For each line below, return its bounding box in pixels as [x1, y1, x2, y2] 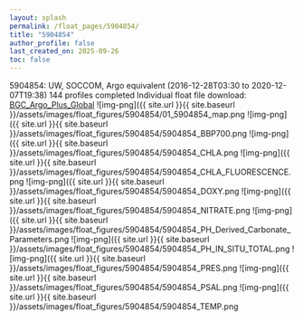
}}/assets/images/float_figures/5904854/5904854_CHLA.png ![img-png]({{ [9, 147, 290, 158]
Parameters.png [9, 234, 70, 244]
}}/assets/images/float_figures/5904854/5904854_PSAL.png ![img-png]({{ [9, 282, 289, 292]
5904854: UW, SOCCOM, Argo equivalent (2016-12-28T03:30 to [9, 80, 251, 90]
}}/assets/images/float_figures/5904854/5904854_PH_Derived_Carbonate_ [9, 224, 291, 235]
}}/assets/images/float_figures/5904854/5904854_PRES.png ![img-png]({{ [9, 263, 289, 273]
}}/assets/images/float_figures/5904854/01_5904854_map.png [9, 109, 246, 119]
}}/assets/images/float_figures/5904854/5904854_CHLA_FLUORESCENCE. [9, 166, 291, 177]
